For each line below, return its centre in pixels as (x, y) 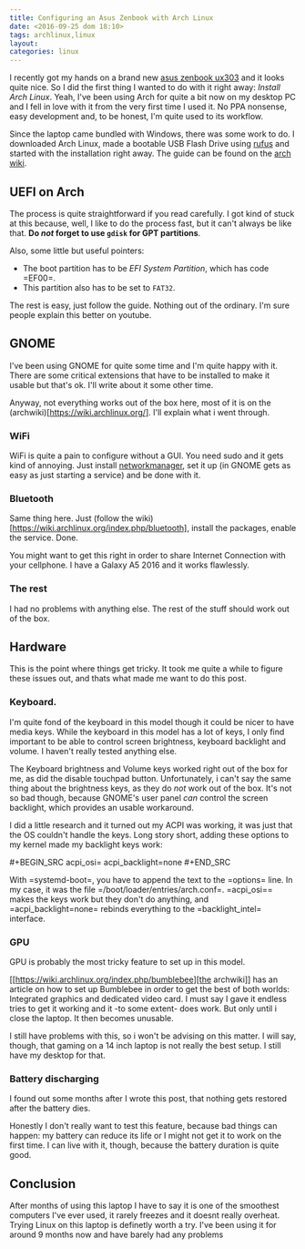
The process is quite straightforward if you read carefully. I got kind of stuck (152, 213)
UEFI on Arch (47, 192)
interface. (27, 918)
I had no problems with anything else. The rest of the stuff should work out (149, 609)
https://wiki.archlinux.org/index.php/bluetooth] (100, 528)
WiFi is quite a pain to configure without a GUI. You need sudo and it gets (147, 456)
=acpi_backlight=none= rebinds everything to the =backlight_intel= (136, 908)
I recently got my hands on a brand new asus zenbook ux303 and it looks (147, 77)
